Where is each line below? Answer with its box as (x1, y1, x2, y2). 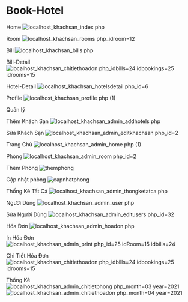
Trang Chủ (6, 140, 32, 148)
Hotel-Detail (6, 82, 36, 90)
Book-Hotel (6, 4, 64, 17)
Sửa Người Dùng (6, 211, 47, 218)
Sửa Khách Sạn (6, 129, 44, 136)
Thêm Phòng (6, 164, 38, 171)
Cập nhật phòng (6, 175, 46, 183)
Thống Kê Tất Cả (6, 187, 48, 195)
